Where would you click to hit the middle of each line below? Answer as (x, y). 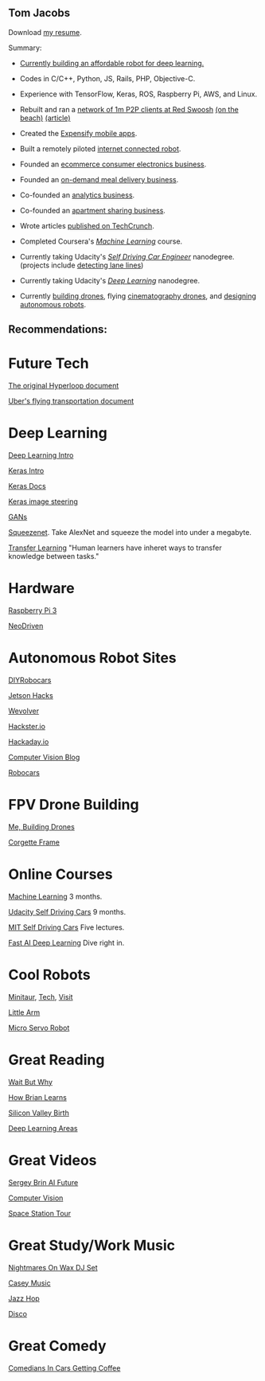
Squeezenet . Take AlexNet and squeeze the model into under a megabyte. (130, 533)
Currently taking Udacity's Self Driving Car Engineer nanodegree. (127, 256)
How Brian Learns (38, 1097)
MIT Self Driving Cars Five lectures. (66, 927)
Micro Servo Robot (39, 1028)
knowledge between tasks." (54, 556)
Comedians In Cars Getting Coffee (64, 1367)
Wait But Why (31, 1082)
